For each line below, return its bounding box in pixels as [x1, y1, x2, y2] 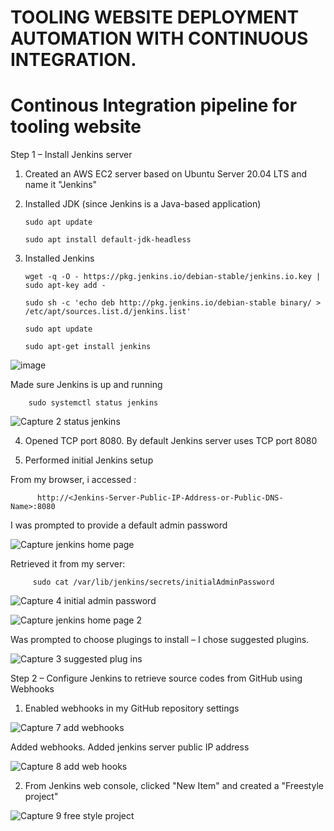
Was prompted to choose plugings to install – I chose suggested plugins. [10, 634, 310, 646]
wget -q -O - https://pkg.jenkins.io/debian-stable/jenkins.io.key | [24, 272, 322, 282]
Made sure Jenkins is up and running [10, 379, 163, 391]
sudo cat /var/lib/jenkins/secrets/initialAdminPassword [32, 577, 275, 588]
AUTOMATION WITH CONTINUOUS [10, 27, 309, 50]
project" [24, 791, 59, 803]
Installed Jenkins [24, 252, 95, 265]
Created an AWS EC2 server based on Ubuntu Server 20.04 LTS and [24, 168, 308, 180]
